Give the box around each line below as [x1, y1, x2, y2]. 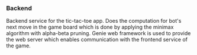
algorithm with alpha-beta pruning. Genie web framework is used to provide [6, 30, 191, 37]
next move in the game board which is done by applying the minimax [6, 23, 174, 30]
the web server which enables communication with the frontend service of [6, 36, 188, 43]
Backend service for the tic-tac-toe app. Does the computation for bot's [6, 18, 182, 25]
